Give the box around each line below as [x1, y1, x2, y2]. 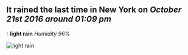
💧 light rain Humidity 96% [6, 30, 71, 37]
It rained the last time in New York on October [6, 5, 182, 15]
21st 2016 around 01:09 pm [6, 14, 111, 25]
